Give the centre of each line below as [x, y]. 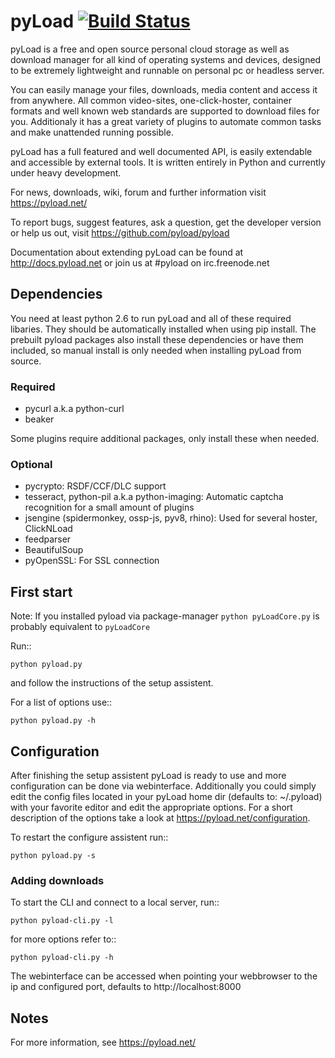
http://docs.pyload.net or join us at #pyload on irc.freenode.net [140, 262]
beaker [39, 419]
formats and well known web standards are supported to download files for [165, 111]
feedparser [48, 539]
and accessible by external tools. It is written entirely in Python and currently [168, 162]
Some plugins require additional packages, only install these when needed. [165, 439]
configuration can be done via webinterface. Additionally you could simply [163, 786]
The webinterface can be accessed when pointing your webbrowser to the [164, 976]
